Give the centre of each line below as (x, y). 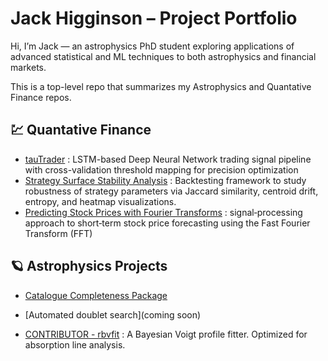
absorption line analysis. (75, 344)
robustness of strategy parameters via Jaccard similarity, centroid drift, (171, 191)
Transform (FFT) (58, 233)
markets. (28, 67)
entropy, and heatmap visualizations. (100, 201)
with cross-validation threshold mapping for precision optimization (161, 169)
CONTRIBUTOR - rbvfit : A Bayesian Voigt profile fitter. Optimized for (166, 334)
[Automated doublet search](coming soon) (113, 314)
